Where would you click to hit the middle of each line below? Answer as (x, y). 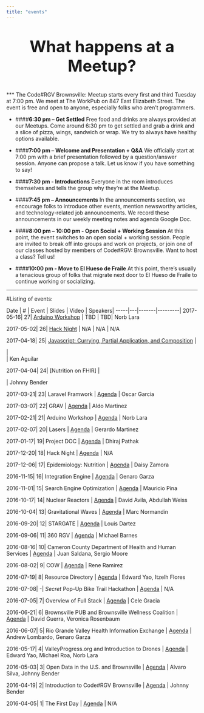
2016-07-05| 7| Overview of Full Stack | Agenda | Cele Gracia (83, 600)
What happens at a (102, 46)
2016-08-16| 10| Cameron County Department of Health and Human (91, 547)
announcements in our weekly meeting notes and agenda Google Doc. (103, 219)
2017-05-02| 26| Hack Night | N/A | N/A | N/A (63, 329)
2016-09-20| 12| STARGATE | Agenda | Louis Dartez (71, 524)
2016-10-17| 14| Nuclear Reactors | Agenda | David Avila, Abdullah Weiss (97, 500)
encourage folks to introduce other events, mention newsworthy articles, (106, 206)
